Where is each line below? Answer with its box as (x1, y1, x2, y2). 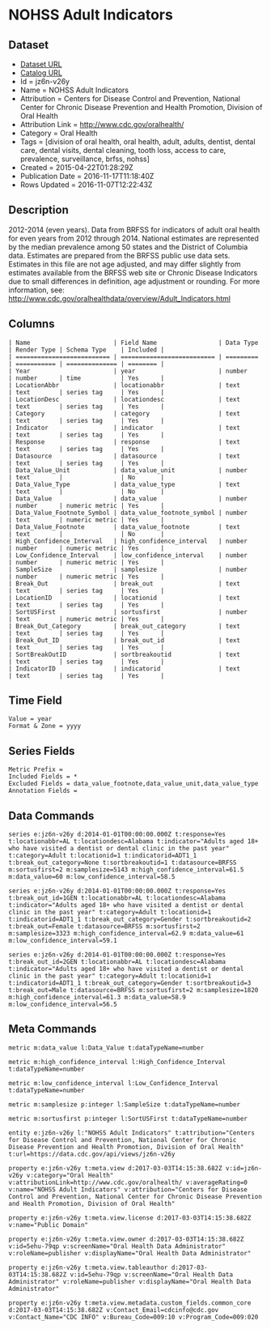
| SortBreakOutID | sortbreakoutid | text (8, 650, 241, 658)
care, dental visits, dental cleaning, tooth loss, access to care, (19, 146, 227, 155)
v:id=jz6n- (225, 1164, 263, 1172)
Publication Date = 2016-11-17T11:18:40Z (19, 172, 155, 181)
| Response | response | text (8, 437, 241, 446)
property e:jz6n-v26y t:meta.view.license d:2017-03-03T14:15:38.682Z (8, 1213, 252, 1222)
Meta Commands (8, 1022, 97, 1036)
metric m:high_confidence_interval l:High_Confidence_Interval (8, 1058, 227, 1066)
